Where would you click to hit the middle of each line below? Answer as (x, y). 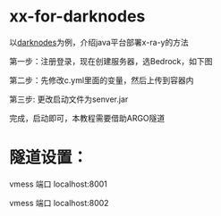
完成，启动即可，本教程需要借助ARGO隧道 (87, 118)
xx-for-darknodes (77, 17)
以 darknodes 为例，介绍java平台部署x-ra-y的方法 (99, 42)
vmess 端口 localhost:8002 (59, 203)
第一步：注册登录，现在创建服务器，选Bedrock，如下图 (111, 61)
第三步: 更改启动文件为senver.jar (69, 99)
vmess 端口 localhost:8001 (58, 184)
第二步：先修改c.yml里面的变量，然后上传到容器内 (102, 80)
